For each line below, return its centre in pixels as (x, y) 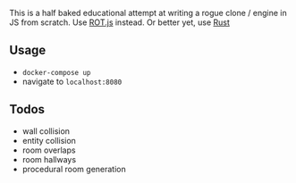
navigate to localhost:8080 (72, 81)
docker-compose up (56, 72)
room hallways (49, 159)
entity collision (49, 140)
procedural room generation (74, 169)
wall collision (46, 131)
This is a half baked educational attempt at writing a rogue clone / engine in (148, 13)
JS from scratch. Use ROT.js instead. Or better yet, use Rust (120, 22)
